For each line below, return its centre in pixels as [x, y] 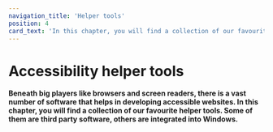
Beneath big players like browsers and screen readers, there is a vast [127, 93]
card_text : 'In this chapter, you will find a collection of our [121, 31]
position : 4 [28, 23]
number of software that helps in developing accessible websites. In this [133, 102]
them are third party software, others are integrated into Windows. [123, 119]
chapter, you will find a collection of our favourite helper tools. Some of [131, 111]
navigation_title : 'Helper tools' [67, 16]
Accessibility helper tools [96, 71]
